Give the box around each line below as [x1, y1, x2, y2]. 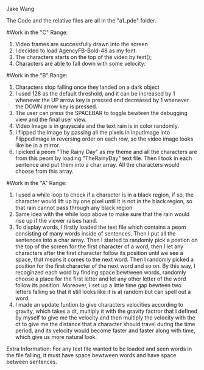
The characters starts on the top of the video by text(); [15, 54, 152, 60]
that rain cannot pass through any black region [15, 204, 133, 211]
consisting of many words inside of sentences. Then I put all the [15, 230, 176, 237]
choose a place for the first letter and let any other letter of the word [15, 275, 186, 282]
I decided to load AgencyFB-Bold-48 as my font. [15, 47, 137, 54]
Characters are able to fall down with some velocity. [15, 60, 146, 67]
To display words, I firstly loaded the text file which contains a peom [15, 223, 186, 231]
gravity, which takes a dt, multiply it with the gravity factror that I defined [15, 307, 198, 315]
